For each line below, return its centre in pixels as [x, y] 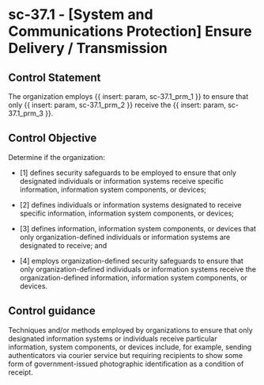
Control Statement [55, 77]
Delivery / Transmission [88, 48]
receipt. [21, 372]
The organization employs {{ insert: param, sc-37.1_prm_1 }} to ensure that [128, 96]
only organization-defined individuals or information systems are [125, 237]
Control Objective [53, 138]
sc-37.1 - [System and [81, 15]
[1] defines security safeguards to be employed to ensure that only [128, 173]
